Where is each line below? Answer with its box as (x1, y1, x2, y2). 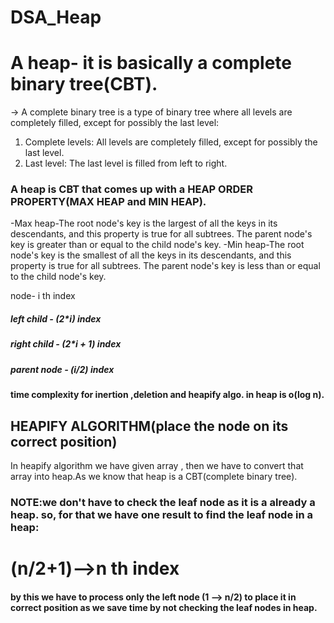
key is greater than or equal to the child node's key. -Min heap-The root (10, 239, 305, 251)
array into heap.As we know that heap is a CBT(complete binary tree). (10, 470, 298, 482)
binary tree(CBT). (10, 73, 158, 96)
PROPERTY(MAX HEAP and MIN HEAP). (10, 195, 207, 209)
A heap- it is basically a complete (10, 52, 292, 75)
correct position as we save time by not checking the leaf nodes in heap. (10, 601, 318, 613)
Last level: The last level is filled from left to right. (24, 157, 228, 170)
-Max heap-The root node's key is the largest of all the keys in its (10, 217, 278, 230)
